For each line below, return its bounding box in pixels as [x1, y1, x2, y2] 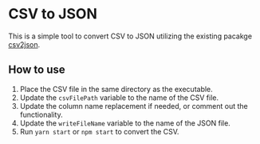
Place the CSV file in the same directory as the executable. [19, 84, 213, 94]
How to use [8, 63, 65, 77]
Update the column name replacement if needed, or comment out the [19, 101, 249, 110]
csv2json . [8, 39, 41, 49]
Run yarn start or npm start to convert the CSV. [19, 126, 179, 136]
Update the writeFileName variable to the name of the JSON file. [19, 118, 231, 128]
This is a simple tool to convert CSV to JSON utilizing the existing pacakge [8, 31, 253, 41]
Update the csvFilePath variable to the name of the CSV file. [19, 93, 219, 102]
